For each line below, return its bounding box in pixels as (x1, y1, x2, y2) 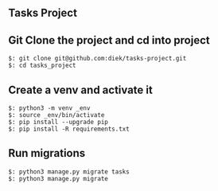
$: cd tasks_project (8, 61, 77, 70)
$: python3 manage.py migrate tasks (8, 167, 130, 176)
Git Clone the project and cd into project (8, 33, 210, 47)
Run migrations (8, 146, 86, 160)
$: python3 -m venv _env (8, 104, 91, 112)
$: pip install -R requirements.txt (8, 125, 130, 134)
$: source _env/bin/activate (8, 111, 105, 119)
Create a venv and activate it (8, 83, 153, 96)
